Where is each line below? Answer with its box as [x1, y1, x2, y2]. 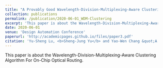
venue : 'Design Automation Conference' [5, 30, 86, 34]
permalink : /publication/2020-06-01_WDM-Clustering [5, 16, 112, 21]
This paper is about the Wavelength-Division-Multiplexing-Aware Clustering [5, 52, 156, 58]
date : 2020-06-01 [5, 25, 40, 30]
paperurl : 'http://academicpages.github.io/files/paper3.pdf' [5, 34, 133, 39]
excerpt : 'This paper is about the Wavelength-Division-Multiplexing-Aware [5, 20, 162, 26]
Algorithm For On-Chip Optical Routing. [5, 57, 83, 63]
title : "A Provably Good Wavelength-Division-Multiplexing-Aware [5, 7, 140, 12]
